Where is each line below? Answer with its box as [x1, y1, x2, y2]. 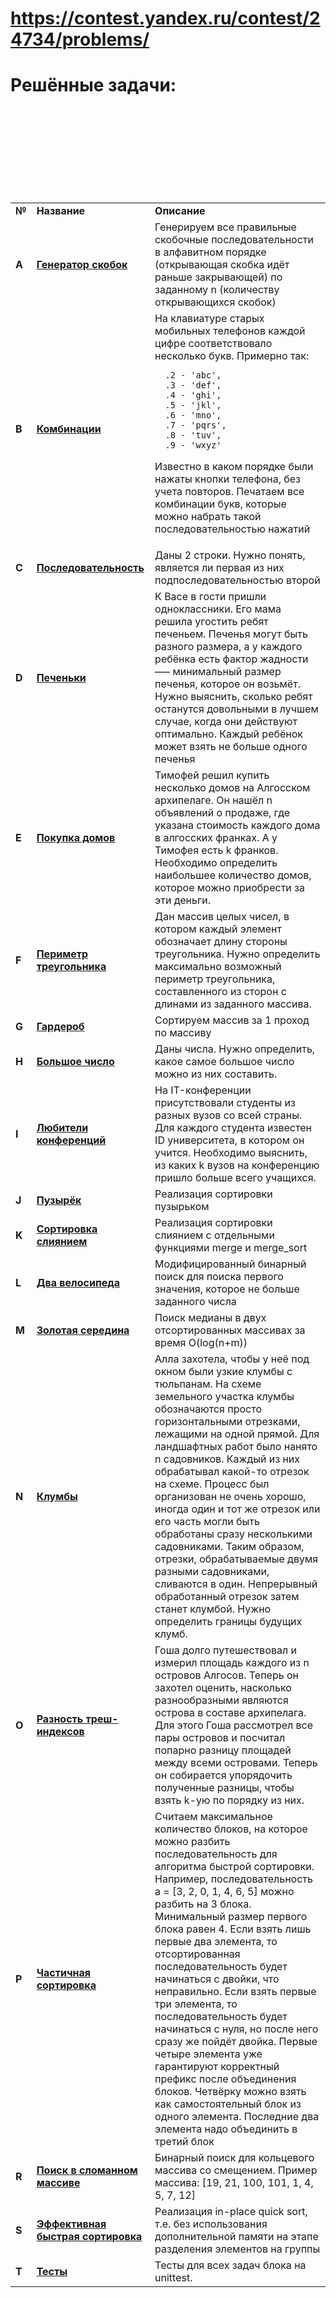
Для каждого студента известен [154, 1121, 312, 1135]
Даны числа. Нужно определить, [154, 1042, 316, 1056]
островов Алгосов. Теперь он [154, 1668, 299, 1682]
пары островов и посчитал [154, 1731, 286, 1745]
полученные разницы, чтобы [154, 1781, 295, 1795]
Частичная [36, 1966, 91, 1980]
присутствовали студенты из [154, 1096, 296, 1110]
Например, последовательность [154, 1872, 313, 1886]
